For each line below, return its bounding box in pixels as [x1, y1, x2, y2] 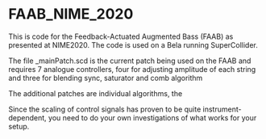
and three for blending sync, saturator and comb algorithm [8, 73, 203, 82]
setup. [8, 121, 30, 131]
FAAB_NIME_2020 [8, 5, 134, 23]
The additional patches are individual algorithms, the [8, 88, 183, 98]
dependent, [8, 112, 47, 122]
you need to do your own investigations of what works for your [48, 112, 257, 122]
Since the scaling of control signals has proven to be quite [8, 104, 202, 114]
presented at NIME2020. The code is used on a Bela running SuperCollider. [8, 40, 258, 49]
